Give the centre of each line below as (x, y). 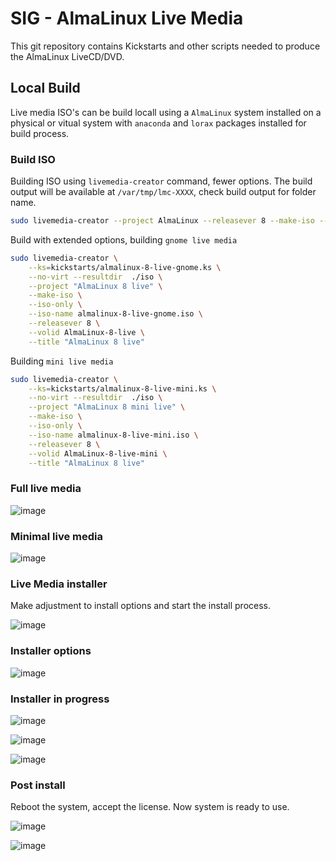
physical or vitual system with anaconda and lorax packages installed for (158, 123)
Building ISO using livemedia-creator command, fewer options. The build (161, 181)
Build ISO (33, 159)
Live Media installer (59, 584)
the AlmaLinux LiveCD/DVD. (67, 56)
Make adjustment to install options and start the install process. (141, 606)
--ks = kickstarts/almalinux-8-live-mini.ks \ (122, 388)
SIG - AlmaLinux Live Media (127, 18)
